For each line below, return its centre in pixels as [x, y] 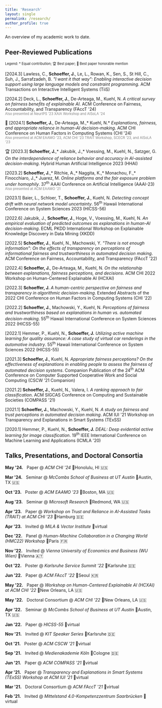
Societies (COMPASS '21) [30, 400]
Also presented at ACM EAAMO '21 [33, 189]
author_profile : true [27, 23]
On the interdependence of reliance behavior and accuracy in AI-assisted [79, 158]
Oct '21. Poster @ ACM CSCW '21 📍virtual [48, 643]
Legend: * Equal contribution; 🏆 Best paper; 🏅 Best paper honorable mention [66, 64]
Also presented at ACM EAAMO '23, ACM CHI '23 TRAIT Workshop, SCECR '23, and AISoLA [78, 138]
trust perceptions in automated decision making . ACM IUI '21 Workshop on [79, 415]
